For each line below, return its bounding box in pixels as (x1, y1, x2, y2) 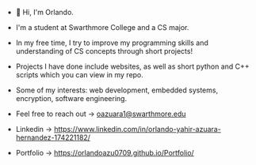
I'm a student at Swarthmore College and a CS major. (15, 23, 189, 32)
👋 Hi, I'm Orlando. (15, 8, 74, 17)
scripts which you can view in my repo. (15, 70, 144, 79)
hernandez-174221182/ (15, 133, 91, 142)
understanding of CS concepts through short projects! (15, 47, 193, 55)
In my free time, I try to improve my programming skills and (15, 38, 208, 47)
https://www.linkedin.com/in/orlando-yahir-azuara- (54, 125, 222, 133)
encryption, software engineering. (15, 94, 128, 103)
